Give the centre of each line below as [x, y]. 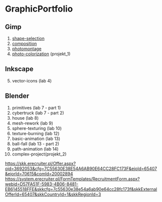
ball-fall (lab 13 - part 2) [36, 143]
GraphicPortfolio [39, 9]
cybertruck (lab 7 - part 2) [38, 113]
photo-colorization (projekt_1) [41, 54]
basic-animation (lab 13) [36, 139]
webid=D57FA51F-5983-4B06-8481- [42, 184]
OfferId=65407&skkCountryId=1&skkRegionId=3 [53, 194]
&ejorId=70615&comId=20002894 [39, 173]
